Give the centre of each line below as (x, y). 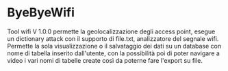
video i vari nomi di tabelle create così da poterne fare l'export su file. (105, 60)
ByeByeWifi (41, 13)
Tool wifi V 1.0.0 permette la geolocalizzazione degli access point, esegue (111, 31)
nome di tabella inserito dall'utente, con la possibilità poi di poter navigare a (114, 53)
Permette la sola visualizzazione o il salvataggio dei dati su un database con (114, 46)
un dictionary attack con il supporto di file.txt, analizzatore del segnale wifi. (113, 38)
